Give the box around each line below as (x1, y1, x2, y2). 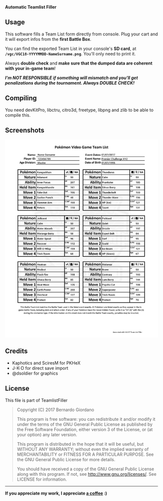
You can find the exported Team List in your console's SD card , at (5, 46, 137, 52)
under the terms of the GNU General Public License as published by (16, 421, 153, 427)
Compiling (5, 94, 37, 103)
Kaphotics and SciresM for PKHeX (12, 360, 81, 366)
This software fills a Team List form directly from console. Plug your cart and (5, 31, 158, 37)
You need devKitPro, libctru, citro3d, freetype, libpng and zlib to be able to (5, 107, 154, 113)
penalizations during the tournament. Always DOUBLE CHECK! (5, 80, 135, 86)
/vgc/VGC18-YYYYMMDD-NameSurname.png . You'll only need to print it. (5, 51, 136, 56)
